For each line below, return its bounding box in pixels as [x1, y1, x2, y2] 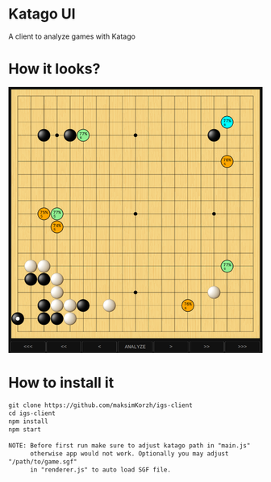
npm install [8, 417, 48, 426]
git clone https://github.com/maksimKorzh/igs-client [8, 401, 194, 409]
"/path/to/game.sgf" [8, 457, 78, 466]
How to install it [8, 373, 115, 392]
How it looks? [8, 60, 101, 78]
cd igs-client [8, 409, 56, 418]
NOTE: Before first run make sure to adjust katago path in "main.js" [8, 441, 251, 450]
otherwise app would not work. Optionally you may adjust [29, 449, 229, 458]
